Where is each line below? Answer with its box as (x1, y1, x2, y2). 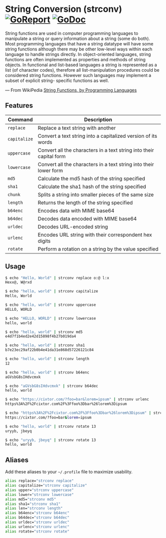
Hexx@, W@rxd (5, 280, 32, 285)
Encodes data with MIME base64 (38, 207, 115, 214)
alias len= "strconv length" (5, 506, 63, 511)
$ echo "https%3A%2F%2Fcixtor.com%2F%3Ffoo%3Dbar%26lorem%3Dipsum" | (5, 411, 152, 415)
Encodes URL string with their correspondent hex (38, 231, 152, 238)
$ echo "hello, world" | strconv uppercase (5, 302, 96, 307)
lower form (38, 167, 63, 174)
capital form (38, 153, 66, 160)
